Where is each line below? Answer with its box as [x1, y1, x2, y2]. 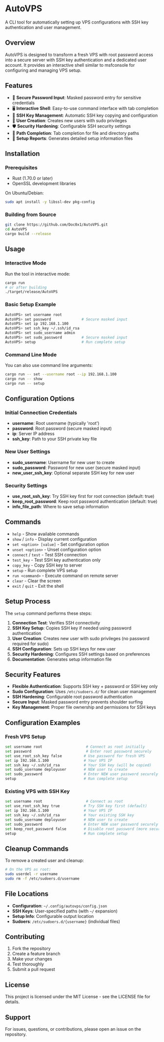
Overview [5, 39, 36, 47]
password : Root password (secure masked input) [12, 425, 112, 432]
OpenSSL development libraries [12, 181, 76, 186]
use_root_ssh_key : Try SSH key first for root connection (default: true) [12, 493, 155, 499]
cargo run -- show [5, 376, 42, 381]
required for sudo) [12, 641, 49, 647]
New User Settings [5, 448, 50, 455]
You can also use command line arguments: [5, 363, 93, 368]
